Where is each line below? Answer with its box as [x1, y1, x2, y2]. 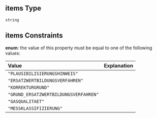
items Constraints [5, 31, 64, 40]
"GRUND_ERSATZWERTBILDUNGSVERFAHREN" [8, 91, 99, 97]
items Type [5, 4, 42, 13]
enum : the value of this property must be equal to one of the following [5, 45, 152, 51]
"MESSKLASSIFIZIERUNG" [8, 105, 62, 111]
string [5, 17, 19, 22]
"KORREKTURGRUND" [8, 85, 50, 90]
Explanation [104, 62, 134, 69]
